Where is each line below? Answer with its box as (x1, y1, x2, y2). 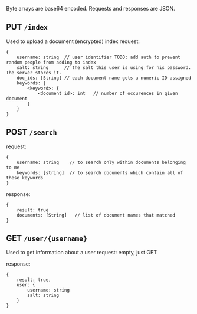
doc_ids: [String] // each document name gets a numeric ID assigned (17, 75, 192, 81)
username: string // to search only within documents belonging (17, 159, 186, 165)
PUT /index (6, 22, 48, 32)
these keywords (6, 175, 44, 181)
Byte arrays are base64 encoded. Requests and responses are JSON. (6, 5, 175, 12)
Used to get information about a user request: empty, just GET (6, 249, 157, 256)
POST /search (6, 127, 57, 138)
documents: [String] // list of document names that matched (17, 212, 176, 218)
